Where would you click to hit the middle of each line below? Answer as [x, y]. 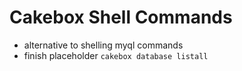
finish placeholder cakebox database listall [116, 55]
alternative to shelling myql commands [103, 45]
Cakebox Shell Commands [121, 17]
